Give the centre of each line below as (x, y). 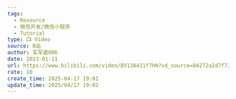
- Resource (29, 20)
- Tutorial (29, 33)
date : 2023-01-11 (33, 59)
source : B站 (24, 46)
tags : (15, 14)
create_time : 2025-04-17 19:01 (53, 78)
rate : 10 (20, 72)
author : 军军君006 (33, 53)
